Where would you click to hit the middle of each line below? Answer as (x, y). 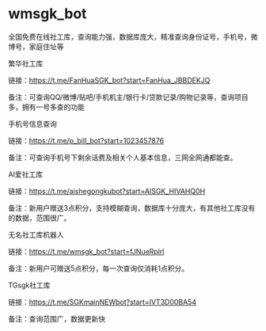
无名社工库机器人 (36, 234)
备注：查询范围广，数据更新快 (57, 318)
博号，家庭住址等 (36, 46)
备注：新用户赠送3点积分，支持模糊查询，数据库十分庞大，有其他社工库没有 (132, 207)
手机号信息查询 (32, 124)
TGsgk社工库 (29, 285)
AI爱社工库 (26, 174)
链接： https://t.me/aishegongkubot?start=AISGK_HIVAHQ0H (107, 191)
